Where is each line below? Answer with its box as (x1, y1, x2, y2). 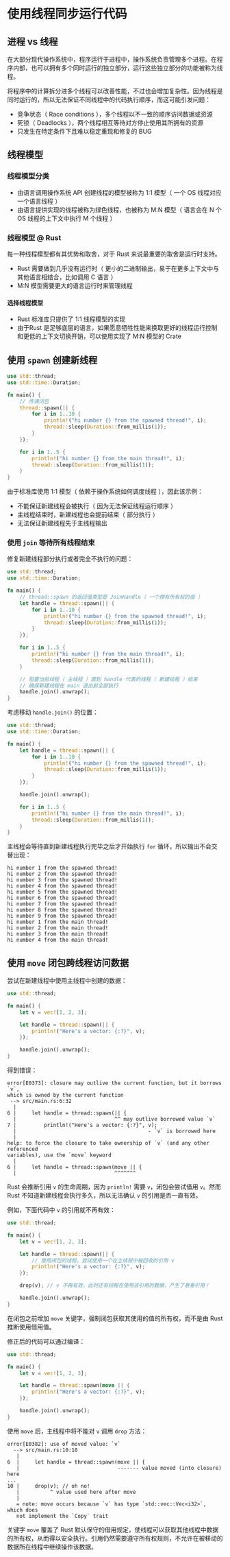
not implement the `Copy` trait (16, 1512, 109, 1519)
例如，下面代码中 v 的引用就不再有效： (7, 1206, 116, 1214)
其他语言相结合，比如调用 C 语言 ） (16, 272, 117, 281)
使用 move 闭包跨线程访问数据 (7, 957, 129, 968)
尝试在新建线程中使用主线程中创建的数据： (7, 977, 127, 985)
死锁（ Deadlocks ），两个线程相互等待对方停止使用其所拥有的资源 (16, 119, 204, 127)
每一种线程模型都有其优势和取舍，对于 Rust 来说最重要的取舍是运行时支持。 (7, 250, 221, 258)
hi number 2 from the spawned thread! (7, 870, 118, 878)
